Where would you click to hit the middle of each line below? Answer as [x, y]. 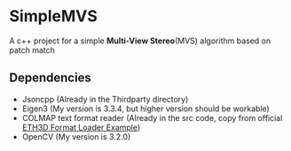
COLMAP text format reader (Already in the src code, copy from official [152, 117]
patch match [32, 49]
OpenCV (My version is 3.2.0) [76, 136]
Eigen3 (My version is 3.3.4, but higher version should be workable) [146, 109]
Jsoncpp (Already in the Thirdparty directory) [105, 99]
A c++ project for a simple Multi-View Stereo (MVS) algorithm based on [140, 41]
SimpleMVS [53, 16]
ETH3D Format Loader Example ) [81, 127]
